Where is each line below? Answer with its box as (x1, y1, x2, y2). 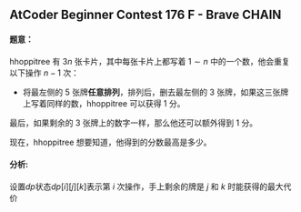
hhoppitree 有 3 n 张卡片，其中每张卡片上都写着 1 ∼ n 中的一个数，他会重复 (9, 56, 291, 66)
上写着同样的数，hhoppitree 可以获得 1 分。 (22, 97, 186, 108)
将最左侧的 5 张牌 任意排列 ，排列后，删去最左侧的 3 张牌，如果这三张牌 (22, 86, 289, 97)
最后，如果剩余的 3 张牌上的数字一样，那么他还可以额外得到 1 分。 (9, 117, 258, 128)
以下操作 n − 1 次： (9, 67, 80, 78)
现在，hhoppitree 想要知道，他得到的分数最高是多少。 (9, 136, 212, 147)
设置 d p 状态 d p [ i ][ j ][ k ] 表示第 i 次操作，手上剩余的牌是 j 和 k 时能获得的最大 (9, 181, 284, 192)
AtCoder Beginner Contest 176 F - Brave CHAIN (9, 7, 282, 23)
